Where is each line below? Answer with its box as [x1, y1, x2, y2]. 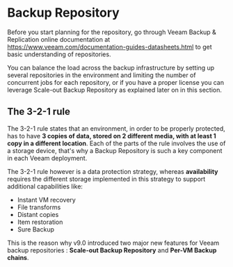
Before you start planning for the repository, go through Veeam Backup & [7, 28, 217, 36]
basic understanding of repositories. [7, 50, 111, 58]
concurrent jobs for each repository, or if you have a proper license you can [7, 78, 225, 86]
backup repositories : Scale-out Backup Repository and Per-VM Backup [7, 245, 217, 254]
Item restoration [17, 218, 63, 226]
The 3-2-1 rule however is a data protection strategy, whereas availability [7, 167, 218, 175]
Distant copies [17, 210, 59, 218]
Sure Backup [17, 225, 54, 234]
